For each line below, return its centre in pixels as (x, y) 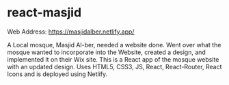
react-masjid (44, 13)
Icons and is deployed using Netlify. (57, 74)
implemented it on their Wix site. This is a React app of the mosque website (113, 59)
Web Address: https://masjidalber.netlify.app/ (71, 32)
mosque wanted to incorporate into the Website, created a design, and (107, 52)
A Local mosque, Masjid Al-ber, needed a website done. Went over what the (114, 45)
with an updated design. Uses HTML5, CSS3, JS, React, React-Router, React (114, 66)
